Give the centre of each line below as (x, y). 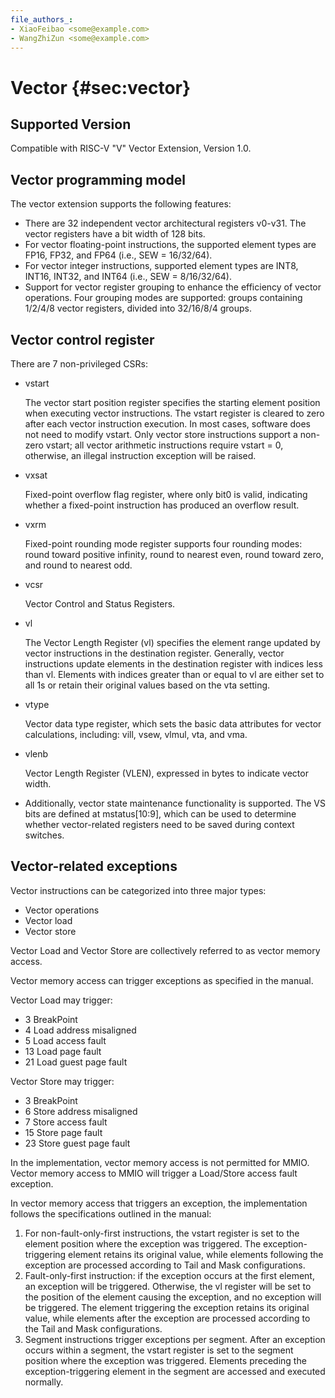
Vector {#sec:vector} (101, 87)
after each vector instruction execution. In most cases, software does (168, 424)
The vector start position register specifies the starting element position (172, 402)
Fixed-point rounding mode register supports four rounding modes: (163, 544)
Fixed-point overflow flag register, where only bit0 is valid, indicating (166, 494)
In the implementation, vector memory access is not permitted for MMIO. (160, 1162)
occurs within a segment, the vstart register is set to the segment (159, 1350)
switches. (44, 835)
